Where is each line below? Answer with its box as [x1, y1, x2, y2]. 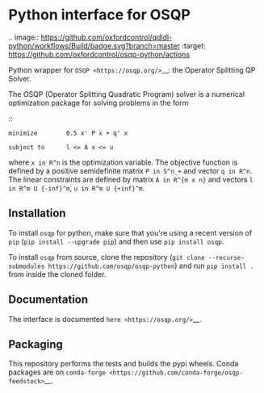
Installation [8, 207, 66, 220]
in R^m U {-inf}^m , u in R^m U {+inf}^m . [8, 183, 145, 193]
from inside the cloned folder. [8, 269, 107, 279]
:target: [181, 40, 206, 50]
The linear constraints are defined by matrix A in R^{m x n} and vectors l [8, 174, 254, 184]
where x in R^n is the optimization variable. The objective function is [8, 157, 238, 167]
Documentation [8, 293, 89, 307]
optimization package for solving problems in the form [8, 98, 189, 107]
